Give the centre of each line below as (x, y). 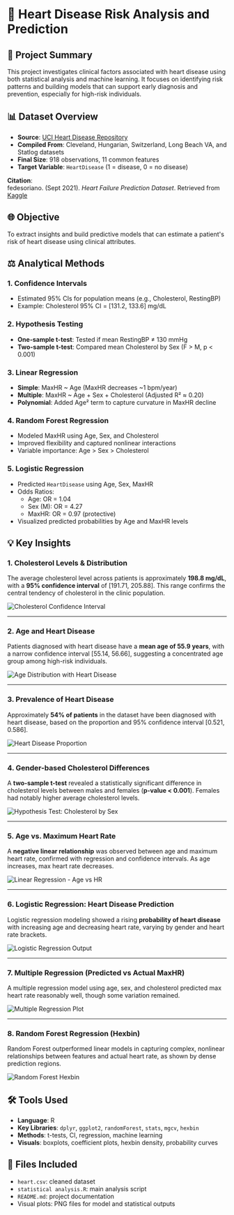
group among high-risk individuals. (57, 661)
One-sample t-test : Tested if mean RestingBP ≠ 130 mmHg (102, 339)
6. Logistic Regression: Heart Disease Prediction (91, 905)
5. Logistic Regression (46, 469)
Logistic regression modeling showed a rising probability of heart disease (114, 919)
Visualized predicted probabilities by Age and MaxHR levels (103, 521)
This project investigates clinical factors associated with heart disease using (117, 72)
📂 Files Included (42, 1164)
